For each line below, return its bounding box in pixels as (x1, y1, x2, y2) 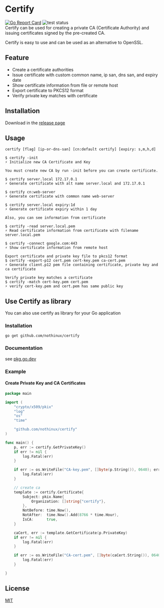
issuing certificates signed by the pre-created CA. (5, 30, 106, 36)
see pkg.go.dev (5, 356, 37, 361)
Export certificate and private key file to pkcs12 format (5, 254, 128, 259)
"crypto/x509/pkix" (14, 405, 54, 409)
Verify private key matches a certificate (5, 275, 93, 280)
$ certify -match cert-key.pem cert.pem (5, 280, 89, 285)
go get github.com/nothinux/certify (5, 334, 80, 338)
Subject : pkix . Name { (22, 494, 64, 499)
